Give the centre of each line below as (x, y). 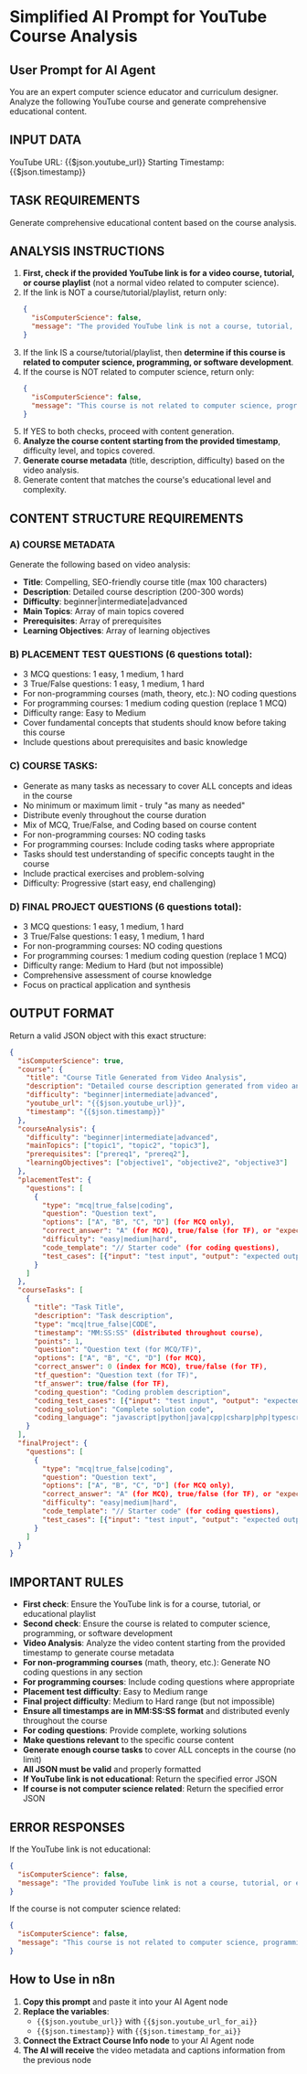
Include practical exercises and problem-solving (113, 873)
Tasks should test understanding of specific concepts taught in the (148, 854)
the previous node (57, 2059)
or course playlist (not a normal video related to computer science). (151, 283)
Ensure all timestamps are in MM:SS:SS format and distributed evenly (156, 1711)
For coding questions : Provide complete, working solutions (135, 1730)
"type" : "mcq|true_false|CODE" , (95, 1324)
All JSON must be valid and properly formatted (111, 1770)
